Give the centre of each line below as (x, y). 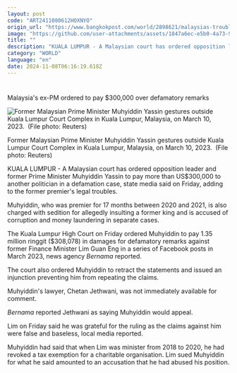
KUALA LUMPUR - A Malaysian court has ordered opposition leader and (112, 168)
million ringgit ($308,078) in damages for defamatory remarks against (109, 241)
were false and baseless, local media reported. (75, 333)
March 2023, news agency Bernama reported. (75, 256)
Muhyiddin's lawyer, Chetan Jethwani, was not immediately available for (112, 291)
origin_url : (25, 27)
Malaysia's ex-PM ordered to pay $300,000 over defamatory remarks (108, 97)
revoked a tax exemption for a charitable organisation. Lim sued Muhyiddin (116, 355)
